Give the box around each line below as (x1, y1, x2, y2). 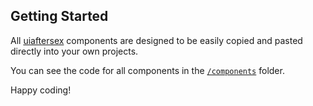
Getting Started (10, 8, 109, 25)
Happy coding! (10, 84, 72, 96)
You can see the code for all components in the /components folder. (10, 64, 285, 76)
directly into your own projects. (10, 45, 139, 57)
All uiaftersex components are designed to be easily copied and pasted (10, 34, 303, 46)
